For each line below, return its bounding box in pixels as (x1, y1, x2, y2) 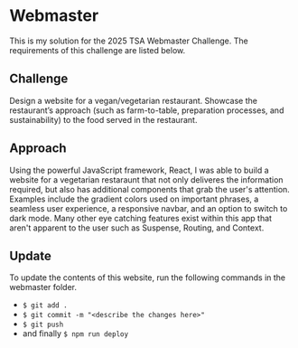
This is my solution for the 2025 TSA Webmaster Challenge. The (9, 35, 248, 46)
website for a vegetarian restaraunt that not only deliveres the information (9, 174, 284, 185)
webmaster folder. (9, 282, 77, 293)
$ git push (22, 320, 64, 330)
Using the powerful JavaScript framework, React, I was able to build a (9, 165, 269, 175)
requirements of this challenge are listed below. (9, 44, 186, 55)
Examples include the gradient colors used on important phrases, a (9, 193, 259, 204)
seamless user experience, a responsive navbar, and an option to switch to (9, 202, 288, 213)
